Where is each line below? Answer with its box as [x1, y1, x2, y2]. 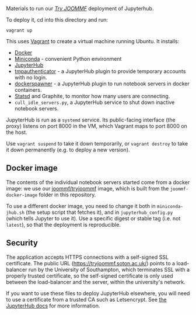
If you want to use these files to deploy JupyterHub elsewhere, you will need [6, 289, 190, 297]
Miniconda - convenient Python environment [14, 56, 122, 62]
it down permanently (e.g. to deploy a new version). [6, 146, 130, 153]
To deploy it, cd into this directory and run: [6, 16, 108, 23]
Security [6, 238, 38, 248]
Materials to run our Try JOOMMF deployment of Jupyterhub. [6, 5, 154, 12]
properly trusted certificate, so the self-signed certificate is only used [6, 272, 173, 279]
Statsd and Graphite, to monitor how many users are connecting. [14, 93, 170, 99]
